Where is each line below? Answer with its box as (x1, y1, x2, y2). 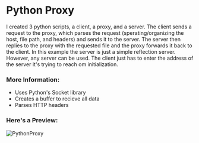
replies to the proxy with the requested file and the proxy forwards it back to (6, 42, 192, 49)
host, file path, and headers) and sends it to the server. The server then (6, 35, 181, 43)
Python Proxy (6, 4, 75, 17)
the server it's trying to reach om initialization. (6, 60, 119, 68)
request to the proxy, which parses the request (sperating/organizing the (6, 29, 184, 36)
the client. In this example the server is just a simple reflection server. (6, 48, 176, 55)
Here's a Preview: (6, 116, 58, 125)
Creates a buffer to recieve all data (14, 95, 100, 102)
